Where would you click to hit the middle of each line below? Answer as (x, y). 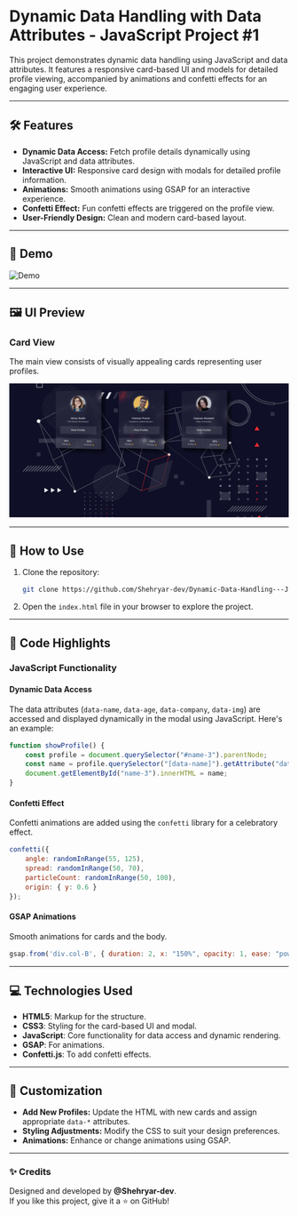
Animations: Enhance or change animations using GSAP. (126, 1140)
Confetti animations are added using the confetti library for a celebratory (144, 823)
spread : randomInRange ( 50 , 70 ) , (85, 868)
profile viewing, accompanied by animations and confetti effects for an (138, 78)
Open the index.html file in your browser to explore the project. (137, 607)
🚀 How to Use (47, 551)
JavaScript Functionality (63, 668)
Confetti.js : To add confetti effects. (87, 1054)
